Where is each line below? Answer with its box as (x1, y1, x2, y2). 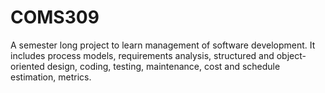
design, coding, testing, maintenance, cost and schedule (46, 60, 281, 72)
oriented (10, 60, 45, 72)
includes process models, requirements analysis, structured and (10, 49, 275, 61)
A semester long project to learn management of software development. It (10, 39, 316, 51)
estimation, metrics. (10, 71, 92, 83)
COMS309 (10, 6, 100, 29)
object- (276, 49, 307, 61)
